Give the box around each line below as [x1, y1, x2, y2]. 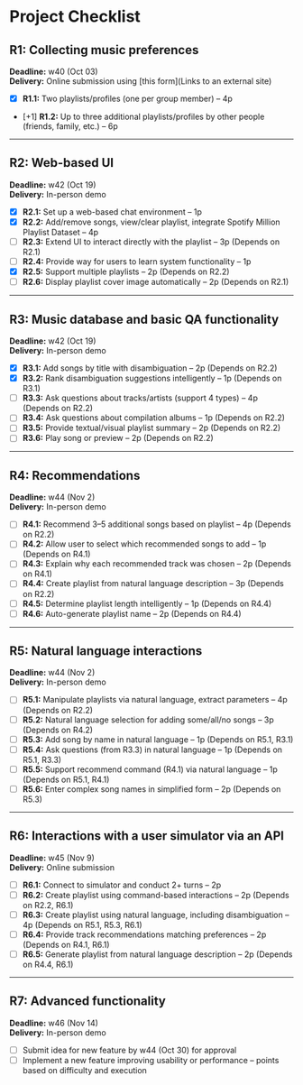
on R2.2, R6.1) [22, 899, 74, 910]
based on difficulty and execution [22, 1064, 147, 1075]
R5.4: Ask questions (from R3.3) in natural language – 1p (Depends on [22, 744, 282, 755]
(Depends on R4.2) [22, 724, 93, 735]
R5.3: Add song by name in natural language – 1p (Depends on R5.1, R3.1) [22, 733, 294, 745]
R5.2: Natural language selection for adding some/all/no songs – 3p [22, 714, 275, 725]
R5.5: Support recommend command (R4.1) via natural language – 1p [22, 764, 278, 775]
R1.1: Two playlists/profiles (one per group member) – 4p [22, 93, 233, 104]
